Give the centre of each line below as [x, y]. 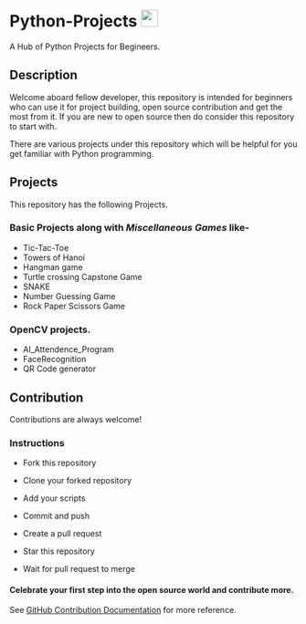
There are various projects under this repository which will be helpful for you [153, 144]
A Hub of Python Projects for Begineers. [85, 47]
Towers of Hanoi [53, 257]
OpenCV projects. [50, 329]
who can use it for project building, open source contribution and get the [146, 107]
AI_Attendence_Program [68, 349]
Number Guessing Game [69, 296]
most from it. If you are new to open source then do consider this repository [152, 116]
